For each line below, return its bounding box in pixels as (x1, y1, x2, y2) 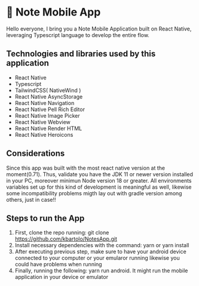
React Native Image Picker (14, 112, 81, 119)
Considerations (6, 149, 65, 159)
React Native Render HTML (14, 125, 82, 132)
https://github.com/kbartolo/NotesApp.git (14, 235, 118, 242)
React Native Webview (14, 118, 71, 125)
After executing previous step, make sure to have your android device (14, 248, 186, 256)
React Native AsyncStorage (14, 93, 83, 100)
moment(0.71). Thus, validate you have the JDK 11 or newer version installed (6, 170, 193, 178)
